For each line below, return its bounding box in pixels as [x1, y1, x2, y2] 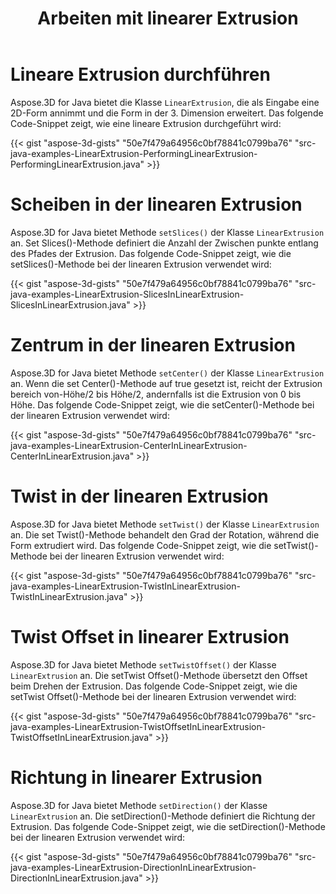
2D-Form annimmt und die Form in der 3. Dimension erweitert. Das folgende [10, 107, 324, 119]
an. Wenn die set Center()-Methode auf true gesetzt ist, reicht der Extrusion [10, 377, 323, 389]
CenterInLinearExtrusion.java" [10, 450, 135, 462]
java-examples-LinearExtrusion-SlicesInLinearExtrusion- [10, 288, 245, 300]
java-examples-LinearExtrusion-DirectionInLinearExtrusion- [10, 861, 257, 873]
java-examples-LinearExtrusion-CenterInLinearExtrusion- [10, 439, 248, 451]
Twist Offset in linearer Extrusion [10, 625, 290, 648]
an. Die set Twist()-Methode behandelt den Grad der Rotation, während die [10, 528, 320, 541]
